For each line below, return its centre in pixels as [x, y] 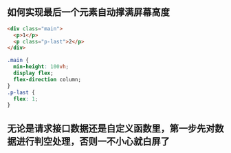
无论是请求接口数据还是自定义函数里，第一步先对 [111, 129]
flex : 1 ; [26, 99]
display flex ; [33, 73]
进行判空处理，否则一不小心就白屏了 [93, 141]
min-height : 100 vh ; [41, 67]
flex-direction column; [47, 79]
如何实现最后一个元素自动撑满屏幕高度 [88, 12]
